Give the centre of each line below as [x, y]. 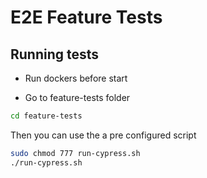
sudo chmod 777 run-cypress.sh [75, 153]
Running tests [55, 54]
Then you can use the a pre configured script [103, 135]
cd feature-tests [46, 116]
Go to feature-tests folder [77, 97]
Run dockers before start [76, 78]
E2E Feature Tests [86, 17]
